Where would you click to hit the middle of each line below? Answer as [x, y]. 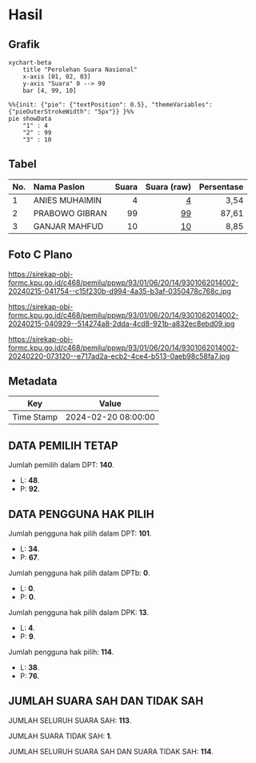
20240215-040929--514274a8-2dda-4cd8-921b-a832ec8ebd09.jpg [122, 323]
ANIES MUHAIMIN [68, 200]
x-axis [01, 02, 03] [57, 77]
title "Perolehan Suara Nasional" [80, 70]
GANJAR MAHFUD [68, 226]
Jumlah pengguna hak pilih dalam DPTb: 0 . [79, 573]
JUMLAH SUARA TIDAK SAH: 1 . [60, 736]
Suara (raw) [168, 187]
